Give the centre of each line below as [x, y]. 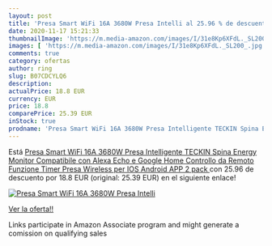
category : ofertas [39, 61]
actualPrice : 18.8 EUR [47, 91]
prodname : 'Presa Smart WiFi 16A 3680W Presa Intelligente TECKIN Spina [134, 129]
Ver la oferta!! [31, 209]
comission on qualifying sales [58, 233]
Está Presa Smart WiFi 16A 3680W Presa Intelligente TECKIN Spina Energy [133, 151]
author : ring [30, 69]
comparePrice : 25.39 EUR [50, 114]
